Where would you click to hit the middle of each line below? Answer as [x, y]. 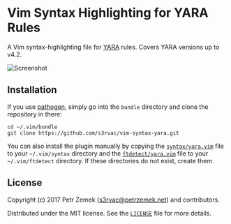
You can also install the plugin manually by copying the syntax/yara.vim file [116, 146]
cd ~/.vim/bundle [32, 127]
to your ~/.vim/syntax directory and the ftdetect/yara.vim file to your [108, 153]
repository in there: [35, 114]
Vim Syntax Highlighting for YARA [108, 13]
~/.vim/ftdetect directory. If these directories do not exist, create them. [111, 160]
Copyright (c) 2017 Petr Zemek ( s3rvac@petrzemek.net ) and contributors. [113, 200]
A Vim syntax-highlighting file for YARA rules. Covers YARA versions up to [113, 47]
